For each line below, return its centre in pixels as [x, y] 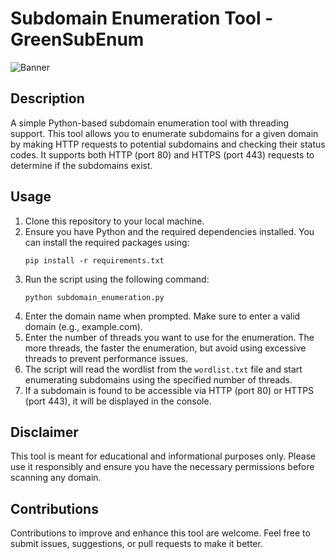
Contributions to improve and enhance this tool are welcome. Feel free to [160, 533]
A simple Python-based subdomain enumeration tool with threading [150, 123]
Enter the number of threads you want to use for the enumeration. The [169, 337]
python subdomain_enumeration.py [94, 297]
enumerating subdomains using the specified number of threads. [158, 379]
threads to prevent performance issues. [106, 358]
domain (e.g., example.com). [83, 326]
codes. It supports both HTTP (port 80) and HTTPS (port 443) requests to [162, 154]
